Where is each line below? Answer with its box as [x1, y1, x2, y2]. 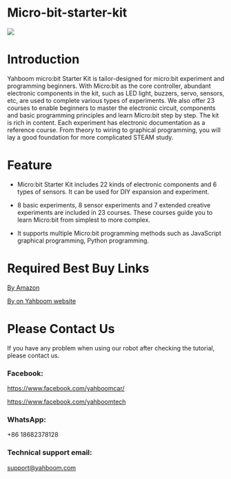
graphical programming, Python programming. [17, 236, 150, 245]
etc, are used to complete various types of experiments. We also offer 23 [7, 96, 215, 104]
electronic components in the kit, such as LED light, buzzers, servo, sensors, [7, 88, 225, 97]
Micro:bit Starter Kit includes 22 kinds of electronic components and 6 [17, 180, 217, 188]
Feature [7, 158, 52, 173]
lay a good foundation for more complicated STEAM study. [7, 133, 174, 141]
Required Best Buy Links [7, 261, 150, 276]
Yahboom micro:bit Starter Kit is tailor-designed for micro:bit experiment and [7, 74, 225, 82]
